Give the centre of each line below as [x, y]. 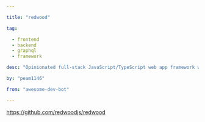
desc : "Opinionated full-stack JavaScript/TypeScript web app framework [101, 68]
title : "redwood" [28, 17]
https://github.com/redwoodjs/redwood [56, 112]
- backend [24, 45]
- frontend [26, 39]
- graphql [24, 51]
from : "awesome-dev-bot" [38, 89]
